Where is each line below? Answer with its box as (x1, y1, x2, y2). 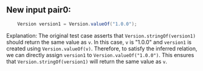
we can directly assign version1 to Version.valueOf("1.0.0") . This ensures (6, 51, 194, 58)
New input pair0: (6, 5, 71, 15)
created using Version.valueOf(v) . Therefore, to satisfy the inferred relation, (6, 45, 198, 52)
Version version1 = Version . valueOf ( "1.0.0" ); (17, 21, 137, 27)
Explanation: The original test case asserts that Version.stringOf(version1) (6, 32, 196, 39)
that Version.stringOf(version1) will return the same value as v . (6, 58, 168, 65)
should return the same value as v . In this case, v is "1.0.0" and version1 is (6, 38, 192, 46)
